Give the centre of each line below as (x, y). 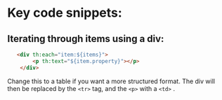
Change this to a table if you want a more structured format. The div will (111, 81)
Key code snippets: (65, 13)
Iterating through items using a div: (86, 39)
